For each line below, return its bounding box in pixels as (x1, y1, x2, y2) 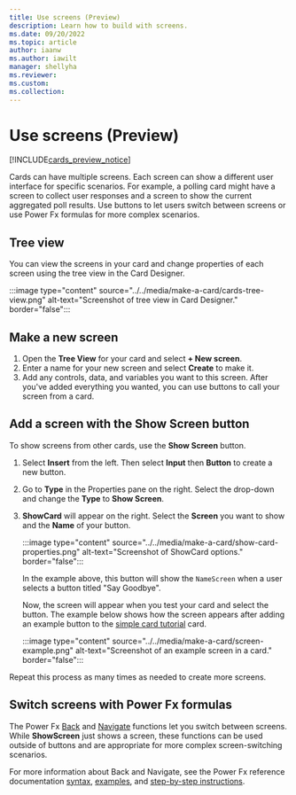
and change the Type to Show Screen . (21, 493, 164, 503)
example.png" (21, 644, 74, 656)
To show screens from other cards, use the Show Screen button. (9, 440, 246, 450)
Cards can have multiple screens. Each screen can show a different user (9, 172, 274, 183)
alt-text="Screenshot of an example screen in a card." (74, 644, 273, 656)
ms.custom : (9, 79, 50, 88)
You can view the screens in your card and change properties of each (9, 259, 264, 269)
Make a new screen (9, 330, 119, 345)
